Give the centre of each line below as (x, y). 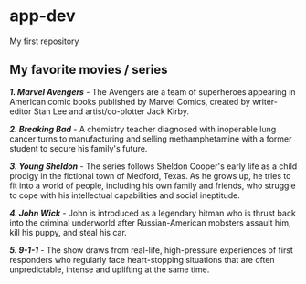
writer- (265, 101)
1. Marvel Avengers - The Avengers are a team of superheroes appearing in (153, 91)
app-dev (42, 16)
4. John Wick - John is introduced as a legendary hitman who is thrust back (153, 213)
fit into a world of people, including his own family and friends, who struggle (153, 185)
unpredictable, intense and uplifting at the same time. (110, 269)
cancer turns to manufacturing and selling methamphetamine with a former (151, 139)
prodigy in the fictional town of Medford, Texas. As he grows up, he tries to (150, 175)
